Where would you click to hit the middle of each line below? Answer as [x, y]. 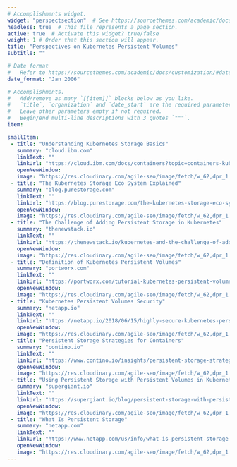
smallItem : [23, 137]
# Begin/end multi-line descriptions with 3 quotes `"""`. [99, 118]
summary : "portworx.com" [53, 269]
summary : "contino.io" [50, 347]
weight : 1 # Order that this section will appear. [83, 40]
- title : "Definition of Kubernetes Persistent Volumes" [96, 262]
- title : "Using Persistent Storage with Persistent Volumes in [107, 380]
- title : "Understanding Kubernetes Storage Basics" [90, 144]
